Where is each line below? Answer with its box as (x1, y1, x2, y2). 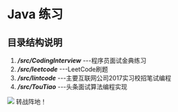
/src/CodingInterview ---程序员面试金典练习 (17, 57, 147, 64)
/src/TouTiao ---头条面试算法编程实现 (17, 83, 128, 91)
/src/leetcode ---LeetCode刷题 (17, 65, 108, 73)
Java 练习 (7, 6, 64, 22)
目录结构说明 (7, 36, 63, 48)
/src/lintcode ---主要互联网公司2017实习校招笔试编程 (17, 74, 172, 82)
